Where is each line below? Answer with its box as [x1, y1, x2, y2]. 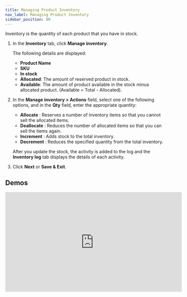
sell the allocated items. [20, 117, 70, 123]
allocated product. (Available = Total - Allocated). [20, 87, 122, 93]
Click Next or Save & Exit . [12, 164, 67, 170]
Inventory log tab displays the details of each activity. [12, 154, 125, 160]
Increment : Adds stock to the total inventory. [20, 134, 115, 140]
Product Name [20, 60, 51, 66]
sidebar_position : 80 [5, 17, 51, 22]
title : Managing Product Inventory [5, 7, 80, 13]
